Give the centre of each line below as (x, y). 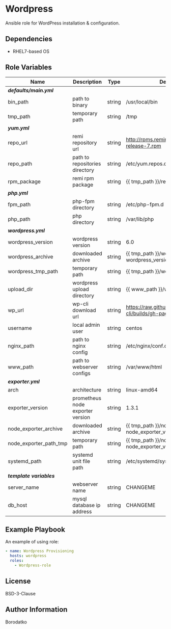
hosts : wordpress (28, 556)
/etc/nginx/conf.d (147, 346)
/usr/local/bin (142, 101)
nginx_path (21, 346)
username (20, 328)
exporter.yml (24, 381)
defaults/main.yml (31, 90)
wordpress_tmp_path (33, 271)
